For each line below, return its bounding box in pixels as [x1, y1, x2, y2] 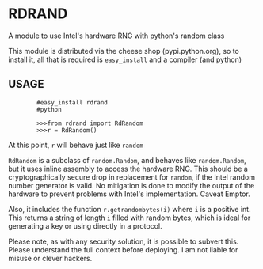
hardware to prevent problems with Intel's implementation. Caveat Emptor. [8, 189, 251, 199]
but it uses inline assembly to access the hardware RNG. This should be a [8, 164, 248, 173]
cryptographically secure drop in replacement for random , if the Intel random [8, 172, 256, 182]
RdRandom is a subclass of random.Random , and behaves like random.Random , [8, 155, 247, 165]
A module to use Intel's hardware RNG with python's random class [8, 31, 225, 40]
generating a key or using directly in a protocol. [8, 221, 162, 230]
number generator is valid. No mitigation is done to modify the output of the [8, 180, 255, 190]
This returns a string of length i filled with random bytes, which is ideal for [8, 213, 251, 222]
